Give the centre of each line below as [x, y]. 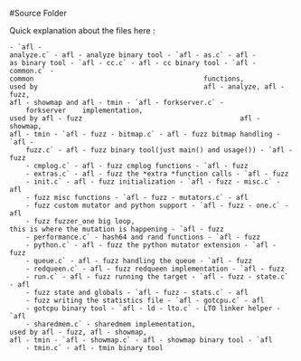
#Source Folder [38, 13]
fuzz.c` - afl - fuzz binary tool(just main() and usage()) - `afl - [160, 150]
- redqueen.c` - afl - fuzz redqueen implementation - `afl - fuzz [155, 269]
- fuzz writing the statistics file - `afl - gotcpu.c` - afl [145, 300]
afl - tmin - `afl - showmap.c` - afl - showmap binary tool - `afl [141, 340]
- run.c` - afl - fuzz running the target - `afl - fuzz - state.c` [157, 277]
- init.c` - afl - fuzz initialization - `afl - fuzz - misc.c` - [153, 182]
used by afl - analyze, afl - [147, 87]
